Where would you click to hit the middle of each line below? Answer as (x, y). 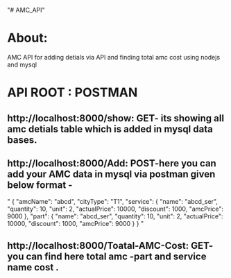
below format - (40, 185)
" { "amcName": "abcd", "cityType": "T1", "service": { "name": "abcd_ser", (113, 202)
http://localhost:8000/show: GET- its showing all (115, 118)
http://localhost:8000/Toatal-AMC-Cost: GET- (110, 245)
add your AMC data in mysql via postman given (111, 174)
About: (27, 38)
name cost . (33, 267)
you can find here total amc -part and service (107, 256)
